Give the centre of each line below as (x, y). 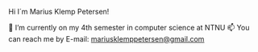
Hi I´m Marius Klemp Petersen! (59, 12)
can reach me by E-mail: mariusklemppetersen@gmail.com (106, 39)
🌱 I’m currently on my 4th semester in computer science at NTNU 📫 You (129, 28)
